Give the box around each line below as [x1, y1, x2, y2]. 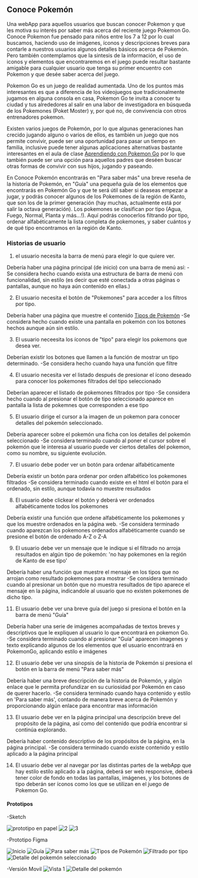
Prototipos [6, 800, 33, 807]
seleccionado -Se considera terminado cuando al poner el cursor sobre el [6, 437, 186, 444]
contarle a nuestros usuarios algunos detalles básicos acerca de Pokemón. [6, 45, 189, 53]
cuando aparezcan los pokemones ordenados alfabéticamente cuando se [6, 527, 185, 534]
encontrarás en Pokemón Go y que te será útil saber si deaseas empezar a [6, 186, 188, 194]
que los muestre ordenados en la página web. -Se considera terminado [6, 521, 180, 528]
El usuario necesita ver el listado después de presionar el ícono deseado [15, 372, 192, 379]
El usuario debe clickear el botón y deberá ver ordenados [15, 496, 155, 504]
